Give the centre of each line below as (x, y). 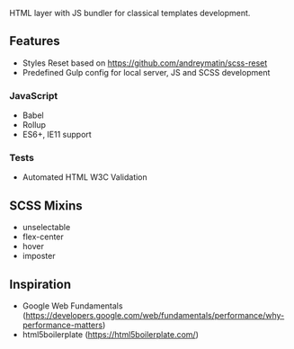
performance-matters (62, 325)
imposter (39, 256)
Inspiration (40, 284)
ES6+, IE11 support (57, 135)
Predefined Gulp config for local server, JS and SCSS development (146, 72)
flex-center (43, 237)
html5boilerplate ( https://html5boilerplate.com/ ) (111, 335)
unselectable (46, 228)
